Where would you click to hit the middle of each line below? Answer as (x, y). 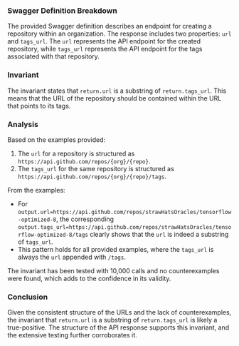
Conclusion (28, 297)
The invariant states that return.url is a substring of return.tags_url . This (117, 91)
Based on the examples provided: (57, 139)
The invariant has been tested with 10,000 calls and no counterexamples (113, 270)
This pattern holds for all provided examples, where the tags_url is (116, 249)
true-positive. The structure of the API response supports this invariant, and (118, 327)
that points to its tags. (39, 106)
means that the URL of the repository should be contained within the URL (115, 98)
